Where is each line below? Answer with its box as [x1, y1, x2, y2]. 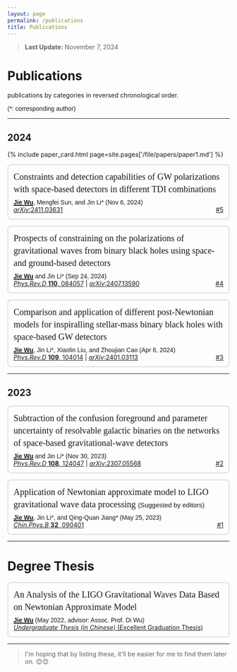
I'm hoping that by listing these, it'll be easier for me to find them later [24, 649, 227, 658]
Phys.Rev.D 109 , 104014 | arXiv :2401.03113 [13, 353, 139, 361]
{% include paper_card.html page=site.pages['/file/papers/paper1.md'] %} [7, 150, 224, 159]
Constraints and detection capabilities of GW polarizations [13, 171, 220, 183]
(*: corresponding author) [7, 105, 76, 113]
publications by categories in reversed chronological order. [7, 91, 178, 100]
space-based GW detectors [13, 332, 107, 342]
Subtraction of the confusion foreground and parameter [13, 412, 208, 423]
